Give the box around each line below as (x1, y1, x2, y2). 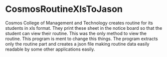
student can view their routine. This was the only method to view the (5, 30, 147, 36)
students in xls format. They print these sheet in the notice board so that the (5, 25, 162, 31)
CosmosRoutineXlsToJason (5, 3, 123, 15)
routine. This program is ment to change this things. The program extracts (5, 36, 158, 42)
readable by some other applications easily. (5, 46, 95, 52)
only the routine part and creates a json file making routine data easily (5, 41, 149, 47)
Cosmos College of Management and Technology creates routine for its (5, 20, 153, 26)
